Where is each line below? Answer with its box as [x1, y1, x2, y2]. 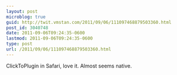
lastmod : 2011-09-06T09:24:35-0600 [6, 35, 93, 41]
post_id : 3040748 [6, 24, 49, 31]
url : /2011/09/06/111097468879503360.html [6, 47, 111, 52]
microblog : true [6, 14, 46, 20]
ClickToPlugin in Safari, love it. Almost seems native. [6, 62, 132, 69]
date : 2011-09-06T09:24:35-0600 [6, 30, 85, 36]
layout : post [6, 8, 38, 15]
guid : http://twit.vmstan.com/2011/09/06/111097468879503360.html [6, 19, 172, 25]
